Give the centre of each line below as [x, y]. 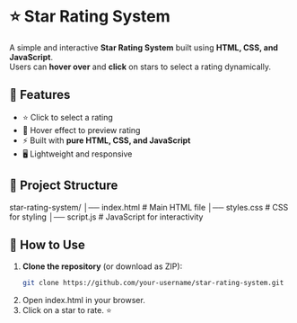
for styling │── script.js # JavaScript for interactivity [106, 217]
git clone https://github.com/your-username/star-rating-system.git [153, 283]
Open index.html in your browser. [83, 301]
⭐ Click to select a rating [68, 117]
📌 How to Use [47, 244]
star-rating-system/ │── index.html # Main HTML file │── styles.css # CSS [149, 207]
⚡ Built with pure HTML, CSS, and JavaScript [106, 140]
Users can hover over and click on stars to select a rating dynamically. [140, 67]
